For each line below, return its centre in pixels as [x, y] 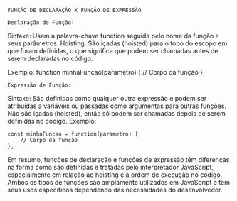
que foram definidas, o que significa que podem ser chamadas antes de [113, 51]
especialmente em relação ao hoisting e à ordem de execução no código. [115, 175]
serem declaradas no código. [50, 58]
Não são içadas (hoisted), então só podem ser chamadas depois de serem [117, 113]
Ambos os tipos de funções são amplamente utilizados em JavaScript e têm [118, 182]
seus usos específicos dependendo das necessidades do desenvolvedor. [115, 190]
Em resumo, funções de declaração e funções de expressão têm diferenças [118, 159]
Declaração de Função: [41, 23]
